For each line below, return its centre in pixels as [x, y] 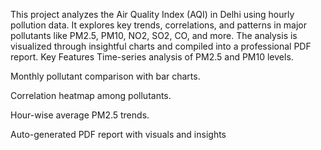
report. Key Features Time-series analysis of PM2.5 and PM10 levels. [152, 57]
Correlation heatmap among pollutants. [91, 95]
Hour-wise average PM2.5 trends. [80, 115]
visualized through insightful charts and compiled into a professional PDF [161, 46]
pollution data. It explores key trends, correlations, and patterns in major [159, 25]
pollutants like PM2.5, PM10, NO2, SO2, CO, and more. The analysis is [154, 35]
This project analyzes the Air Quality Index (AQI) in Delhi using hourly [152, 14]
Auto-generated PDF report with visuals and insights [118, 134]
